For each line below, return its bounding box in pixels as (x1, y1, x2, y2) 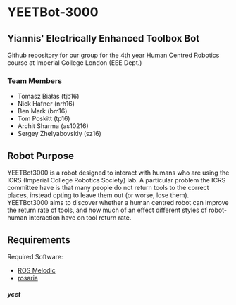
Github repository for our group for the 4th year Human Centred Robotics (7, 51, 220, 59)
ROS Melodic (17, 266, 56, 275)
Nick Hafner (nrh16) (17, 99, 75, 108)
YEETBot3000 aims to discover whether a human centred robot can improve (7, 199, 229, 207)
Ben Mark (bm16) (17, 107, 68, 116)
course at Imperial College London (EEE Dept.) (7, 58, 142, 67)
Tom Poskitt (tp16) (17, 114, 70, 123)
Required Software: (7, 252, 63, 261)
